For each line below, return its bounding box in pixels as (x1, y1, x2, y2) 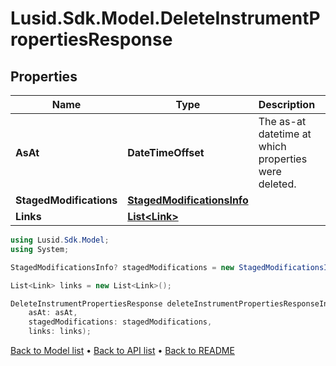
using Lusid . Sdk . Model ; (10, 235, 110, 245)
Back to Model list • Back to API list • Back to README (10, 345, 235, 356)
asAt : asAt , (28, 308, 78, 318)
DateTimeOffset (127, 146, 205, 159)
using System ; (10, 244, 70, 254)
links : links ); (28, 327, 92, 337)
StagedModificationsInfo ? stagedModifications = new (10, 262, 235, 272)
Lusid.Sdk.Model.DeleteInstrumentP (10, 7, 321, 30)
